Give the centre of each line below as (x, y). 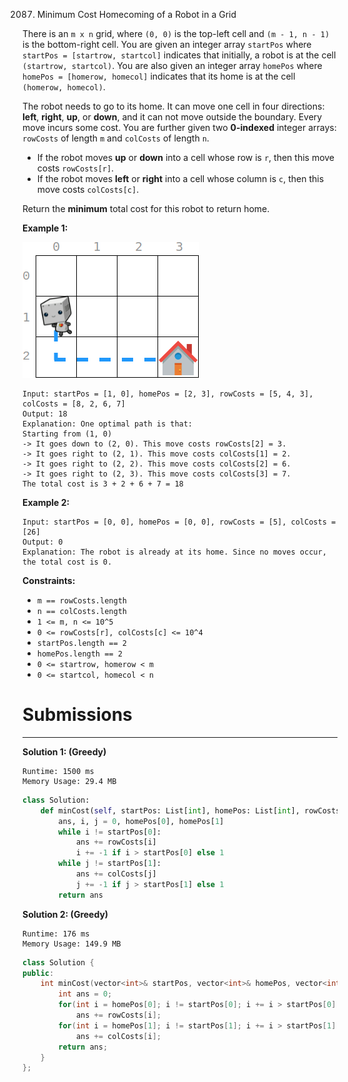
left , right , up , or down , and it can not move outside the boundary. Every (172, 117)
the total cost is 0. (67, 562)
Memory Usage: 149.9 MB (72, 944)
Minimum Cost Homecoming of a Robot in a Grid (136, 14)
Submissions (77, 715)
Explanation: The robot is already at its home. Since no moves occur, (174, 552)
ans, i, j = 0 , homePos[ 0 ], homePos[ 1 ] (141, 821)
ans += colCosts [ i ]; (118, 1036)
